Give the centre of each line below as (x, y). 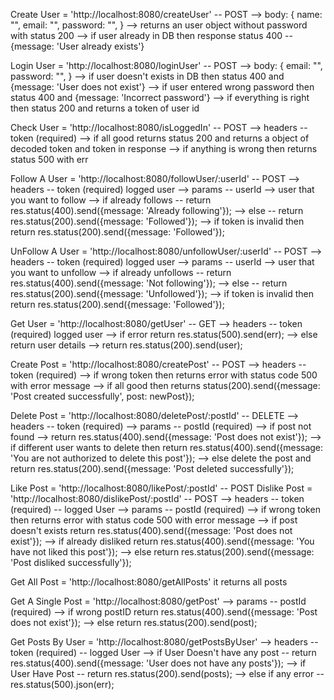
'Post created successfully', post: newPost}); (102, 396)
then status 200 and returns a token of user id (105, 108)
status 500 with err (49, 159)
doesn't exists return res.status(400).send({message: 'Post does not (151, 530)
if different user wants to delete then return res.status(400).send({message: (167, 447)
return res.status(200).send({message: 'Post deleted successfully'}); (152, 468)
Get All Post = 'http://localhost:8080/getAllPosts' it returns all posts (149, 582)
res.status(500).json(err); (62, 684)
